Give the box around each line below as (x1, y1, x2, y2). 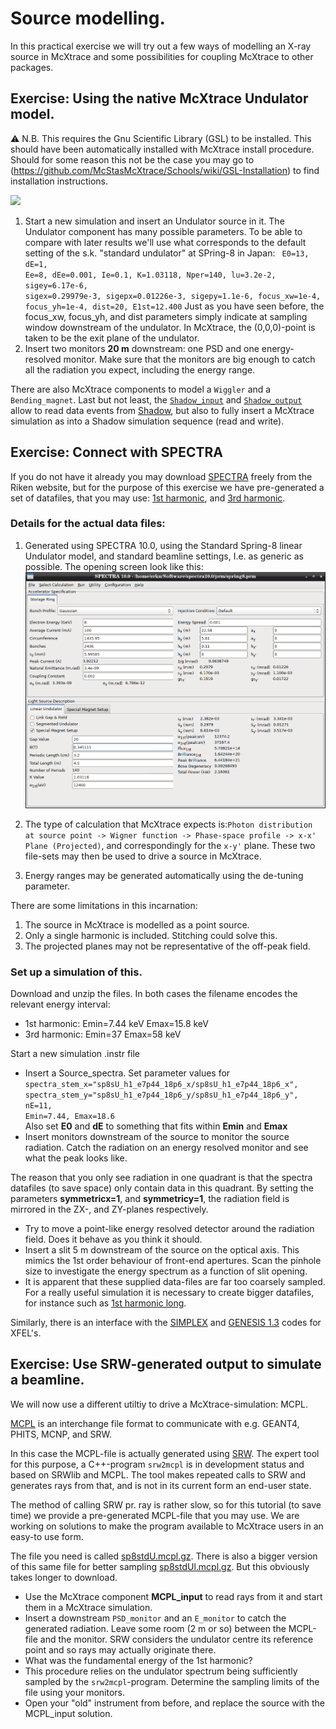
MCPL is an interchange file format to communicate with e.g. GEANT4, (10, 1417, 300, 1429)
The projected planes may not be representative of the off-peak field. (24, 940, 311, 952)
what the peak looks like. (24, 1152, 128, 1164)
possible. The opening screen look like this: (24, 560, 204, 572)
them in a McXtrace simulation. (24, 1601, 153, 1613)
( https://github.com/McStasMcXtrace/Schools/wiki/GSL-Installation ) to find (10, 164, 320, 176)
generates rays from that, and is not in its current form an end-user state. (10, 1479, 312, 1491)
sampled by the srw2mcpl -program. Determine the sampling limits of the (24, 1675, 320, 1687)
